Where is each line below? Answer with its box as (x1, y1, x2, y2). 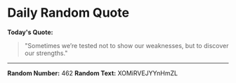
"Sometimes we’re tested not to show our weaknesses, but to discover (24, 41, 229, 50)
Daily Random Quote (7, 5, 130, 21)
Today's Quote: (7, 28, 53, 36)
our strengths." (24, 49, 68, 57)
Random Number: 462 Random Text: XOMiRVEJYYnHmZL (7, 68, 178, 77)
